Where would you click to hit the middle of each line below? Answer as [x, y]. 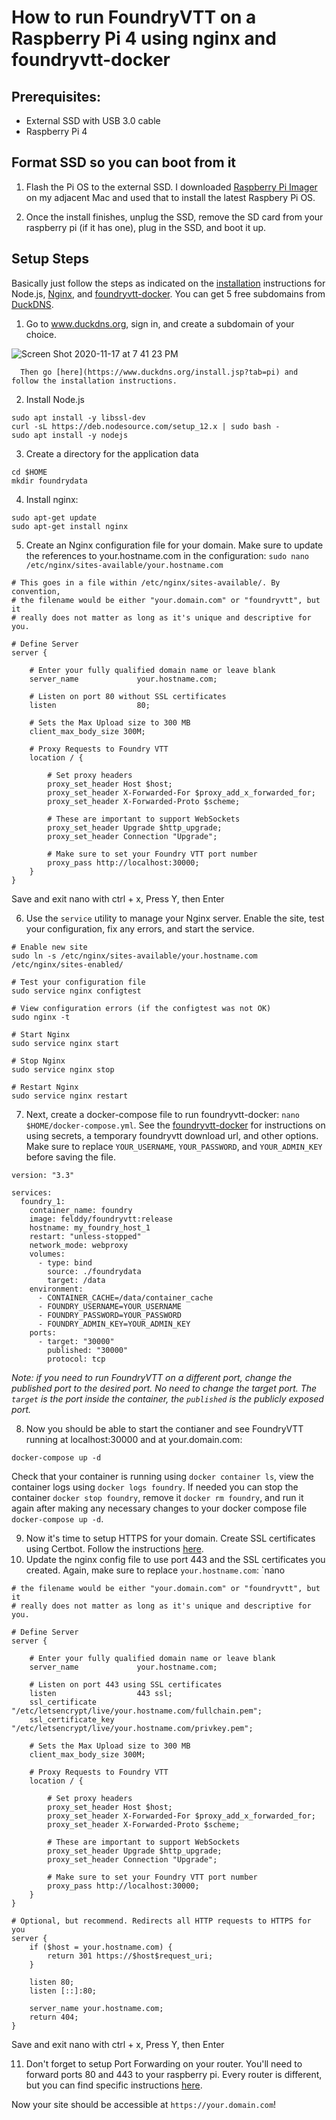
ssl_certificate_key [72, 1719]
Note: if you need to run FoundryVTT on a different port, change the [152, 1377]
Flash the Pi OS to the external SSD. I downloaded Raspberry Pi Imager [171, 187]
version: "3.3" [43, 1175]
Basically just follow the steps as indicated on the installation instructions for [168, 283]
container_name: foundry [81, 1210]
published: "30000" [88, 1350]
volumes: [47, 1254]
